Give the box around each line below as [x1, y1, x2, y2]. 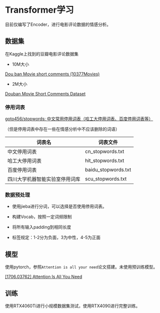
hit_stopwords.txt [85, 157, 125, 164]
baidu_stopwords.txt [85, 166, 131, 173]
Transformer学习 [5, 4, 74, 16]
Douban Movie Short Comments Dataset [5, 91, 86, 96]
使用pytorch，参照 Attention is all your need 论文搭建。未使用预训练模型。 [5, 264, 158, 270]
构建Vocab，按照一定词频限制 [12, 214, 72, 220]
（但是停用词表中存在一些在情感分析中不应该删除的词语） [5, 126, 120, 132]
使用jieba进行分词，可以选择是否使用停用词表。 [12, 203, 107, 209]
